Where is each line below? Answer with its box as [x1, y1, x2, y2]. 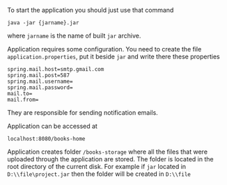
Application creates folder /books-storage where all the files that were [7, 147, 208, 156]
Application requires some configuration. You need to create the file [7, 45, 202, 53]
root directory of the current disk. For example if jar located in [7, 163, 187, 170]
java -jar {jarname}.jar [7, 19, 79, 26]
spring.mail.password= [7, 84, 73, 91]
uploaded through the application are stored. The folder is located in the [7, 155, 214, 163]
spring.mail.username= [7, 78, 73, 85]
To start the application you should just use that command [7, 6, 174, 14]
